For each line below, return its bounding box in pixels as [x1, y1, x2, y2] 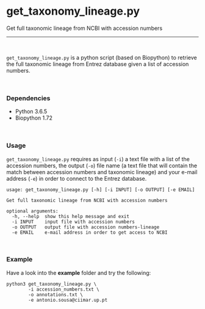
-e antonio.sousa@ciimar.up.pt [28, 297, 108, 303]
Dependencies [6, 93, 51, 102]
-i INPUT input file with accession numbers [12, 219, 135, 225]
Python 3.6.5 [15, 108, 48, 115]
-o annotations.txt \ [28, 291, 84, 297]
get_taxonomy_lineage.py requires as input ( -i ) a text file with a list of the [6, 155, 190, 162]
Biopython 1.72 [15, 114, 53, 122]
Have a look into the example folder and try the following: [6, 269, 151, 276]
